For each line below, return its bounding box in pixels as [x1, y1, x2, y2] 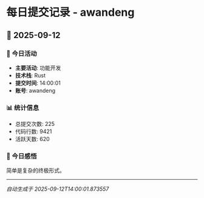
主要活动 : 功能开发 [15, 64, 61, 71]
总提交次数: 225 [15, 120, 55, 128]
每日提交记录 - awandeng [6, 5, 135, 19]
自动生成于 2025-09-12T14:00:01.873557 [6, 185, 109, 193]
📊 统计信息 [6, 104, 39, 112]
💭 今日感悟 [6, 152, 38, 160]
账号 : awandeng [15, 87, 56, 94]
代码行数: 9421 [15, 128, 52, 135]
